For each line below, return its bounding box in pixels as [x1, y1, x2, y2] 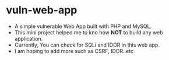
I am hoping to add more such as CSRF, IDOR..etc [14, 47, 134, 54]
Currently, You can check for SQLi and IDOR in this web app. [14, 41, 160, 48]
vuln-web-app [6, 3, 78, 17]
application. [14, 35, 43, 42]
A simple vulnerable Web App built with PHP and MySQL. [14, 23, 152, 30]
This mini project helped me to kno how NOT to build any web [14, 29, 163, 36]
